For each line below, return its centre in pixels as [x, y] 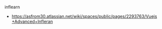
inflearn [12, 7]
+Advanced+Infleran [32, 22]
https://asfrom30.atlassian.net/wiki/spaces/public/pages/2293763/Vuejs [84, 16]
